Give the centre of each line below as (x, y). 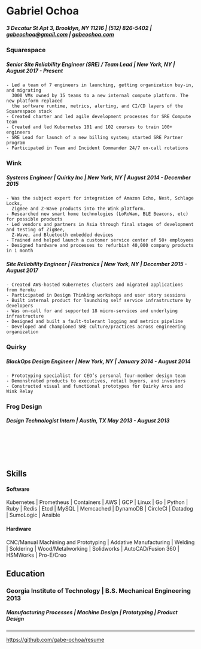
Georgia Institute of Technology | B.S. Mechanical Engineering (99, 590)
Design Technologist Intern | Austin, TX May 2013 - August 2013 (88, 421)
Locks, (14, 204)
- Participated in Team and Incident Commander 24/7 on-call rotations (97, 148)
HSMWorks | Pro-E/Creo (36, 555)
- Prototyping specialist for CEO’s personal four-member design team (96, 376)
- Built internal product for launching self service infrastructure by (99, 300)
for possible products (34, 219)
